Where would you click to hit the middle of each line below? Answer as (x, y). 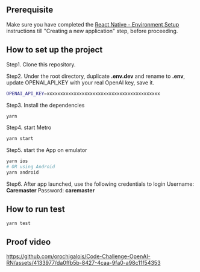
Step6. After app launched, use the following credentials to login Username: (100, 184)
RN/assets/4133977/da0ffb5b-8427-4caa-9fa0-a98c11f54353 (83, 263)
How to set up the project (55, 50)
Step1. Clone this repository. (41, 64)
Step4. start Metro (29, 128)
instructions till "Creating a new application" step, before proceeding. (92, 31)
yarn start (20, 139)
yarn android (23, 172)
